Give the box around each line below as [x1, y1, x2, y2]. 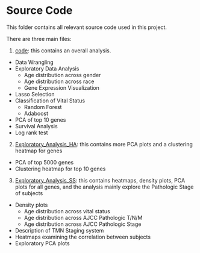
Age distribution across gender [23, 71, 101, 78]
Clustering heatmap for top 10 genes [14, 165, 106, 172]
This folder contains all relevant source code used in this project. [6, 23, 167, 31]
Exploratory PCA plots [14, 239, 70, 247]
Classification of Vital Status [14, 97, 86, 104]
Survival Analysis [14, 122, 58, 130]
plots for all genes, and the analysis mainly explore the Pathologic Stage [14, 183, 194, 190]
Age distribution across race [23, 78, 95, 85]
